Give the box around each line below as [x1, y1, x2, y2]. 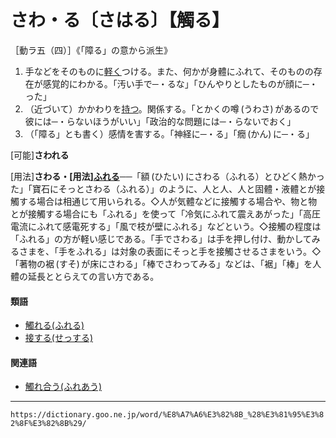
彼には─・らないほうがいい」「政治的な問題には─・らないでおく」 [24, 115, 297, 127]
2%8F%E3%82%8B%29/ [10, 419, 87, 429]
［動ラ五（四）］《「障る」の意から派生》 [10, 44, 173, 56]
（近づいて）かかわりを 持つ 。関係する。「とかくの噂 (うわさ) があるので [24, 102, 320, 115]
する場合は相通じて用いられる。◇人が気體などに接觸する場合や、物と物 [18, 195, 318, 207]
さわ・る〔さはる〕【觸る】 [10, 9, 230, 32]
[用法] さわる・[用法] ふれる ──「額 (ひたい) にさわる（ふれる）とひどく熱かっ [10, 170, 325, 182]
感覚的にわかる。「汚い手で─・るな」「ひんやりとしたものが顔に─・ [42, 77, 318, 90]
